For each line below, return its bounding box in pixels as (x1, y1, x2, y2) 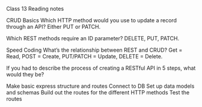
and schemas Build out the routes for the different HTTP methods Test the (6, 89, 190, 96)
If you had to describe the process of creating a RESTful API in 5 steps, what (6, 64, 196, 72)
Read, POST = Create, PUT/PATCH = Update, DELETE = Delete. (6, 53, 163, 60)
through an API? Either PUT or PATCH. (6, 23, 101, 30)
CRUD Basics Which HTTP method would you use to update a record (6, 17, 177, 23)
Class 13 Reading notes (6, 5, 64, 12)
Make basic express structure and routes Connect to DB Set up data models (6, 82, 195, 90)
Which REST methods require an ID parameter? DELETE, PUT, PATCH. (6, 35, 179, 41)
